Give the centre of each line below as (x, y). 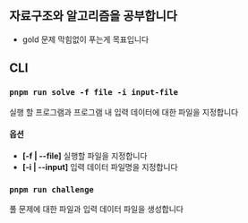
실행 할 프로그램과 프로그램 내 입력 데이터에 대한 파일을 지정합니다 (124, 112)
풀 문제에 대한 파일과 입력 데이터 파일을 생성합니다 (96, 209)
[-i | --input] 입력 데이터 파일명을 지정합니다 (100, 167)
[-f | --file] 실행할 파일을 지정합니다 (85, 156)
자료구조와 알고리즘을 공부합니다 (93, 16)
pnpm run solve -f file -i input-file (94, 93)
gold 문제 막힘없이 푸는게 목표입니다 (86, 39)
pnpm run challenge (51, 189)
